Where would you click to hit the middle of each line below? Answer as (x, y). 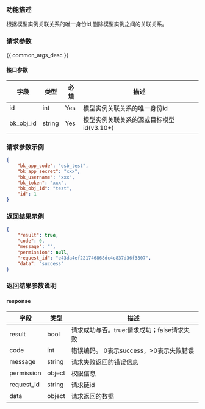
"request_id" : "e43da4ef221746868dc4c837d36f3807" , (84, 258)
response (19, 301)
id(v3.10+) (99, 127)
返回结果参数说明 (31, 286)
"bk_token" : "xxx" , (42, 183)
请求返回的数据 (93, 396)
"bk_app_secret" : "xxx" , (49, 171)
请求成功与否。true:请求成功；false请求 (128, 330)
